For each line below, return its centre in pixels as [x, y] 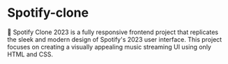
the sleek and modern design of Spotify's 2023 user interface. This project [115, 39]
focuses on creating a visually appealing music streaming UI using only [109, 47]
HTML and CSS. [30, 54]
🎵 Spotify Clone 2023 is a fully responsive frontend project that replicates [113, 32]
